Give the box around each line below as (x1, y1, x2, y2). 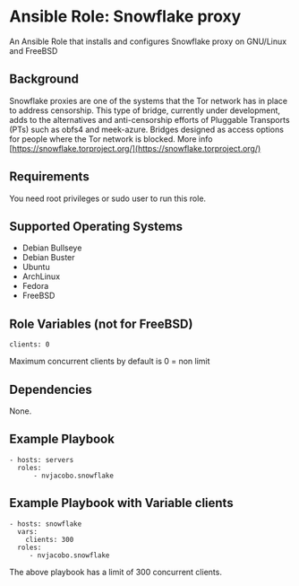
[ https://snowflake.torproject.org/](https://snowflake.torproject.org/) (9, 143, 261, 153)
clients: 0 (9, 340, 50, 349)
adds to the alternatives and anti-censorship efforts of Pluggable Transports (9, 114, 290, 125)
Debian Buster (21, 252, 75, 263)
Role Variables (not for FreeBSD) (9, 316, 193, 331)
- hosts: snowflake (9, 519, 82, 529)
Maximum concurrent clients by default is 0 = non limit (9, 356, 210, 367)
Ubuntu (21, 262, 51, 273)
